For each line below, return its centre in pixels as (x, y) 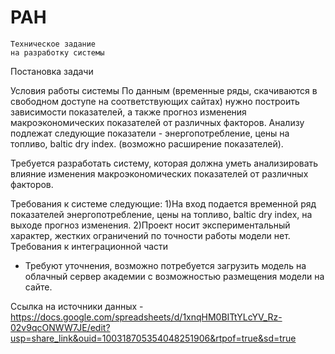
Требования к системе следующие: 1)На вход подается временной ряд (163, 203)
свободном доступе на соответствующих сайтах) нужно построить (155, 101)
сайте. (38, 287)
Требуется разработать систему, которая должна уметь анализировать (164, 163)
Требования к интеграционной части (89, 246)
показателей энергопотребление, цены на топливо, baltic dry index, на (161, 214)
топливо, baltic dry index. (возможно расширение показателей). (147, 143)
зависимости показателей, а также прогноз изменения (128, 112)
